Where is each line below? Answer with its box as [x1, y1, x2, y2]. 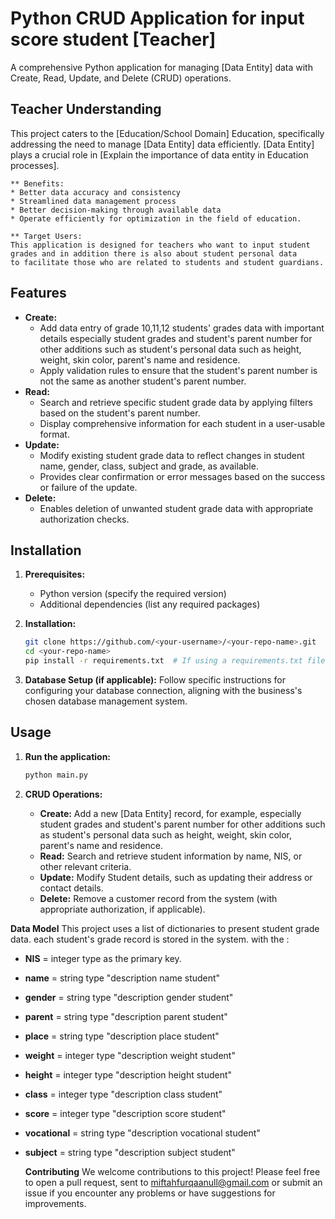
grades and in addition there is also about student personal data [10, 248, 298, 259]
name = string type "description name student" [24, 972, 221, 984]
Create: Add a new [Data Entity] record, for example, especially [39, 807, 302, 819]
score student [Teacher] [10, 28, 217, 51]
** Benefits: [10, 178, 65, 189]
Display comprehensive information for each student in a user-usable [39, 417, 326, 429]
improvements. [24, 1197, 87, 1209]
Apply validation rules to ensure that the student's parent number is [39, 364, 318, 376]
